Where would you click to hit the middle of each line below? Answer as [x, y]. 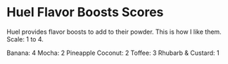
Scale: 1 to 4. [25, 39]
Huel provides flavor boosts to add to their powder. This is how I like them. [114, 32]
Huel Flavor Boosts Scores [85, 12]
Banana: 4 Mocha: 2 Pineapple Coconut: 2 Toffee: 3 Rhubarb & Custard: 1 [113, 53]
